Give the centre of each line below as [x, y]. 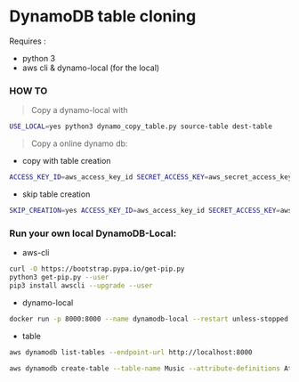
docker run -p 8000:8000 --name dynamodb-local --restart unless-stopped [149, 319]
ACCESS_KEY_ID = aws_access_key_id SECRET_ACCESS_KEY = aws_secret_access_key [151, 177]
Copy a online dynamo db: [79, 143]
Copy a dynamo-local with [79, 110]
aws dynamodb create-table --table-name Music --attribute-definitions [145, 368]
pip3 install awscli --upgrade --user [81, 285]
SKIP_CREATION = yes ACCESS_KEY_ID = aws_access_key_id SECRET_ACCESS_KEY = [145, 210]
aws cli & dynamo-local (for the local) [91, 68]
